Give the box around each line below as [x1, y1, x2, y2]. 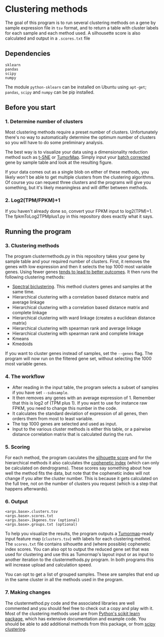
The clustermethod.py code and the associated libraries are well [5, 600, 135, 606]
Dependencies [5, 50, 50, 58]
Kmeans [12, 336, 29, 342]
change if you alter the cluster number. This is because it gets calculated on [5, 476, 158, 482]
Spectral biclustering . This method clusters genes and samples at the [12, 283, 152, 290]
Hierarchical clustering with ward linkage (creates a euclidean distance [12, 315, 156, 321]
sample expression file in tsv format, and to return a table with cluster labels [5, 25, 159, 30]
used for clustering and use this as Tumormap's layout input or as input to [5, 552, 154, 558]
